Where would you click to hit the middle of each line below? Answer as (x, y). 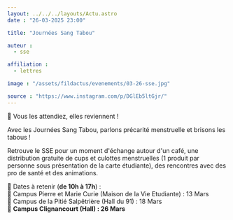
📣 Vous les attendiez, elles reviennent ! (63, 116)
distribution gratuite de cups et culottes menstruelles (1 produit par (103, 158)
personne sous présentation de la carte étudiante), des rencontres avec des (116, 166)
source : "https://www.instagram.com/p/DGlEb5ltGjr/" (87, 96)
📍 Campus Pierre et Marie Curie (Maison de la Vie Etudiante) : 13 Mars (108, 193)
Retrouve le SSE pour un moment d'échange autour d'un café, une (103, 150)
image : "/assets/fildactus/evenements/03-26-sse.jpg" (89, 84)
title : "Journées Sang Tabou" (51, 33)
